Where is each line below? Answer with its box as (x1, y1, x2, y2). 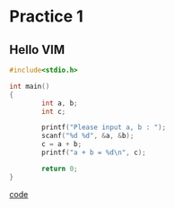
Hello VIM (9, 42, 65, 57)
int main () (9, 82, 50, 91)
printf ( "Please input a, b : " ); (41, 123, 167, 132)
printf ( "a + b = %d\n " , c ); (41, 148, 146, 157)
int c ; (41, 107, 66, 116)
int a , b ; (41, 99, 78, 108)
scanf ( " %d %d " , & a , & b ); (41, 132, 135, 141)
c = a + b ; (41, 140, 83, 149)
